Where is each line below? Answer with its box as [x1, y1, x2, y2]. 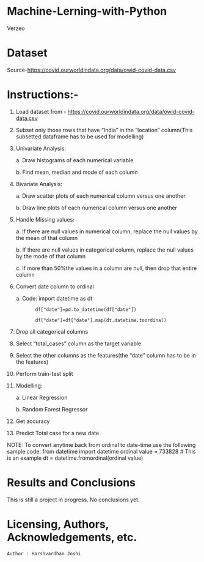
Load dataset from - [15, 108, 67, 115]
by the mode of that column [15, 252, 86, 260]
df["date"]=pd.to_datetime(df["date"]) [35, 306, 137, 313]
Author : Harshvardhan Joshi [7, 550, 81, 556]
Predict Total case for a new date [15, 429, 100, 436]
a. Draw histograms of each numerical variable [15, 156, 134, 163]
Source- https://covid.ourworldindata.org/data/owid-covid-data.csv [7, 66, 177, 73]
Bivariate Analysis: [15, 180, 63, 187]
